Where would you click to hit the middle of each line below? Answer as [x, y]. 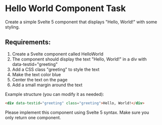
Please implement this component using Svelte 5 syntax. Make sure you [77, 112]
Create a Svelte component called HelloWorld [58, 54]
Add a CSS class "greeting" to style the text [56, 69]
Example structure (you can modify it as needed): [55, 94]
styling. [12, 27]
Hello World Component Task [65, 8]
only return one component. [33, 117]
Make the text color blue [36, 74]
